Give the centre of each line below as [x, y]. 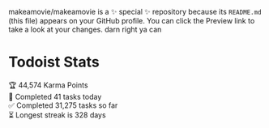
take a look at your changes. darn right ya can [85, 29]
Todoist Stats [54, 62]
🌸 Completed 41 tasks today [55, 96]
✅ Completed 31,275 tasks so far [63, 105]
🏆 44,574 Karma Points [48, 85]
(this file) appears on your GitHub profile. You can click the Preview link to [132, 21]
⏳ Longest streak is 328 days [58, 115]
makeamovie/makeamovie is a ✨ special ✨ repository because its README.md [135, 12]
